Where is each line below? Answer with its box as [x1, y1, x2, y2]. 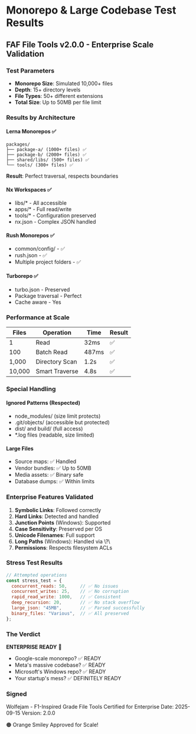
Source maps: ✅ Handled [14, 458, 77, 465]
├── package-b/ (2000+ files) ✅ [6, 152, 87, 158]
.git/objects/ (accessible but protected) [14, 419, 110, 426]
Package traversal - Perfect [14, 292, 82, 299]
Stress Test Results [6, 559, 63, 567]
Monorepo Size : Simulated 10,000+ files [14, 80, 113, 87]
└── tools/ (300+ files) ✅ [6, 162, 74, 168]
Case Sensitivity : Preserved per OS [14, 525, 102, 532]
